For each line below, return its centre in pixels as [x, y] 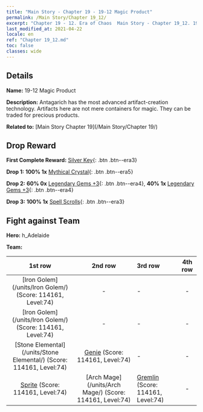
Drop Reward [31, 146]
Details [20, 76]
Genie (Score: [104, 353]
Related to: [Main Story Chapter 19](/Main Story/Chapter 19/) [82, 126]
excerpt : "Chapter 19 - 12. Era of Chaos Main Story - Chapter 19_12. [98, 23]
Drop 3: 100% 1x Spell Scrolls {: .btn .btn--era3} [66, 202]
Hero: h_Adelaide [28, 235]
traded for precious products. [43, 115]
